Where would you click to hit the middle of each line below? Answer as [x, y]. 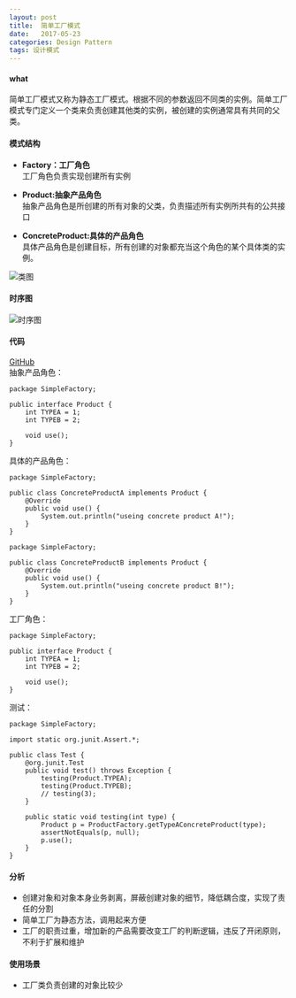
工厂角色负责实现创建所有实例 [76, 176]
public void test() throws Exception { [99, 771]
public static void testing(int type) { [100, 817]
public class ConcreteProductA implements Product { [108, 493]
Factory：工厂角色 [56, 165]
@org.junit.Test [55, 763]
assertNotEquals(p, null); [91, 833]
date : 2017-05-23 [45, 34]
